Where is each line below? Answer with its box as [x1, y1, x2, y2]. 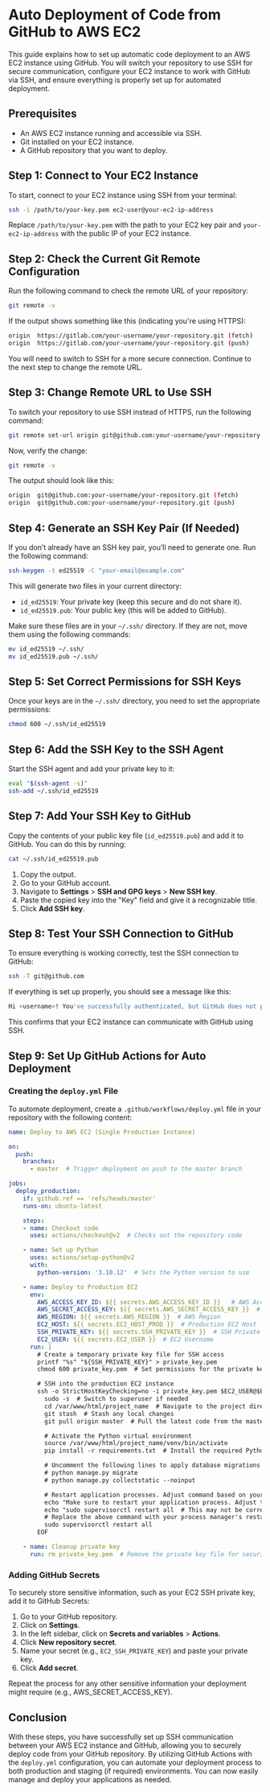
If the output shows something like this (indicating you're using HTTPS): [8, 316, 247, 326]
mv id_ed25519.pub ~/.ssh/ [8, 652, 99, 661]
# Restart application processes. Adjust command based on [43, 1491, 247, 1499]
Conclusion [8, 1711, 67, 1724]
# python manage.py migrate [43, 1469, 138, 1477]
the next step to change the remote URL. [8, 362, 143, 372]
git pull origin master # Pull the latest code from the [43, 1417, 243, 1426]
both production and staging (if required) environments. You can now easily [8, 1765, 259, 1776]
